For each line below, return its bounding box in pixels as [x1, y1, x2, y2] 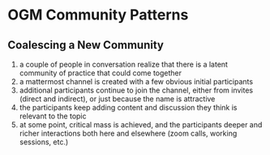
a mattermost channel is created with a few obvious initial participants [19, 77, 253, 86]
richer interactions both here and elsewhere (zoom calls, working [19, 128, 238, 138]
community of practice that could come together [19, 68, 182, 78]
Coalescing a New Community [7, 38, 164, 52]
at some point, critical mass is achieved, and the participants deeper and [19, 120, 263, 129]
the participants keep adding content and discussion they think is [19, 103, 238, 112]
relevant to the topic [19, 111, 87, 121]
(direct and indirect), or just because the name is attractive [19, 94, 216, 103]
